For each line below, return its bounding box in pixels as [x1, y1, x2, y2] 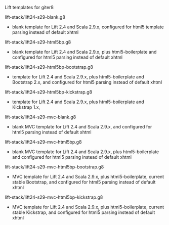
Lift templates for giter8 [5, 5, 54, 10]
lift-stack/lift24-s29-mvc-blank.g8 [5, 114, 76, 120]
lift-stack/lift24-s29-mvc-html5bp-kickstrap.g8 [5, 194, 103, 200]
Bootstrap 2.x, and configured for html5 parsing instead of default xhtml [12, 79, 162, 85]
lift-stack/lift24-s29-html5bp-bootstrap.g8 [5, 64, 93, 70]
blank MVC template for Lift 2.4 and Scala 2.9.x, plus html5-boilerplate [12, 149, 159, 155]
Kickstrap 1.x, [12, 104, 40, 110]
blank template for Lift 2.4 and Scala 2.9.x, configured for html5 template [12, 24, 164, 30]
